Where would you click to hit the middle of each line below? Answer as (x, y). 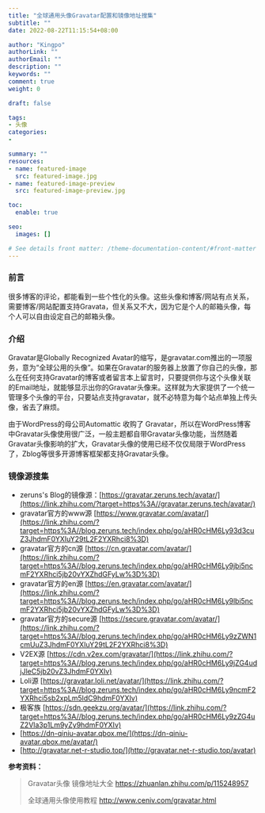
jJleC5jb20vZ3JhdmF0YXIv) (66, 672)
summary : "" (28, 154)
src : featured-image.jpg (56, 176)
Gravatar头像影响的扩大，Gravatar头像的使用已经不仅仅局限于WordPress (127, 444)
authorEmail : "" (35, 59)
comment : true (32, 81)
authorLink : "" (33, 52)
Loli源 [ (31, 681)
